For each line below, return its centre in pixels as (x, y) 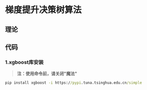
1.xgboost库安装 (24, 62)
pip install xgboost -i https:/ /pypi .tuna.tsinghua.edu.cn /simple (73, 83)
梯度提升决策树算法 (43, 10)
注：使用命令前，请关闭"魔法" (47, 74)
